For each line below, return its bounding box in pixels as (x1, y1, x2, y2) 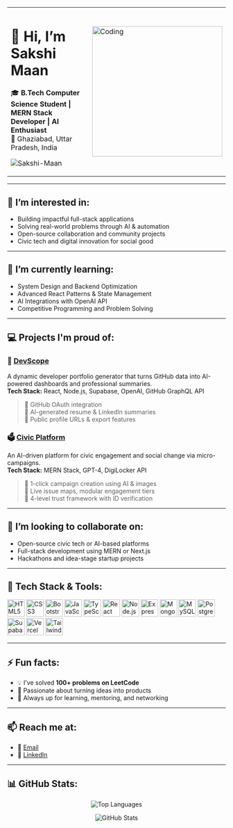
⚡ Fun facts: (7, 656, 60, 668)
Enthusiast (10, 125, 47, 135)
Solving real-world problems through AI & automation (17, 222, 170, 231)
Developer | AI (10, 117, 59, 127)
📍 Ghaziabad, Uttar (10, 134, 73, 144)
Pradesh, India (10, 143, 58, 152)
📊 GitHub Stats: (7, 778, 78, 790)
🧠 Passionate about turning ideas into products (17, 686, 151, 695)
